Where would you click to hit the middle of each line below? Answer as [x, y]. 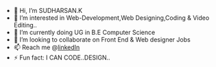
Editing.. [25, 25]
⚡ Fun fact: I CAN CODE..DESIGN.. [62, 57]
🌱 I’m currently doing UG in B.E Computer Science [84, 32]
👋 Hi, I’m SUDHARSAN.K [48, 11]
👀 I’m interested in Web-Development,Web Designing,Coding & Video [111, 18]
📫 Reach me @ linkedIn [47, 47]
